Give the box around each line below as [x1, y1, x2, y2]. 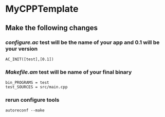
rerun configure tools [5, 97, 60, 104]
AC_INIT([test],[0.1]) [5, 57, 54, 62]
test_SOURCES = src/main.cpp [5, 85, 68, 90]
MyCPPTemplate [5, 3, 79, 15]
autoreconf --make [5, 108, 45, 113]
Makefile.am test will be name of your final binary [5, 68, 132, 76]
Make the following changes [5, 24, 98, 32]
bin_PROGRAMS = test [5, 80, 50, 85]
